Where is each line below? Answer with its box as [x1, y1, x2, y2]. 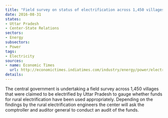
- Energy [5, 35, 23, 40]
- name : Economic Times [5, 63, 55, 68]
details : [5, 72, 23, 77]
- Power [5, 44, 21, 49]
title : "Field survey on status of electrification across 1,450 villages [5, 7, 164, 12]
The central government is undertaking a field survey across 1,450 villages [5, 86, 159, 92]
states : [5, 16, 21, 21]
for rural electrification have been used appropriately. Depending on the [5, 96, 153, 102]
